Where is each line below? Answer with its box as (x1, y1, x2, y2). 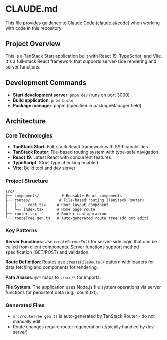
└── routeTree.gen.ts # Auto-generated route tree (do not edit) (5, 215, 149, 221)
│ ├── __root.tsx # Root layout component (5, 202, 109, 207)
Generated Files (5, 302, 45, 309)
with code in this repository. (5, 25, 63, 31)
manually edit (12, 318, 41, 325)
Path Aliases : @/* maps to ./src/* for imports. (5, 274, 101, 280)
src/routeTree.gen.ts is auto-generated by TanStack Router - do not (12, 313, 155, 319)
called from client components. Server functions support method (5, 244, 139, 250)
